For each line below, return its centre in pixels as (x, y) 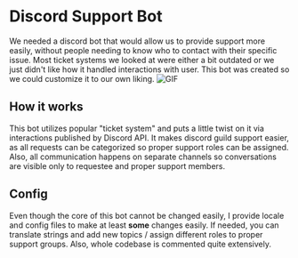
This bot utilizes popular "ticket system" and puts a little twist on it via (137, 128)
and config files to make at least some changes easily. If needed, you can (144, 225)
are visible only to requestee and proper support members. (117, 165)
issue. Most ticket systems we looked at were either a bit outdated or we (142, 60)
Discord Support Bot (86, 16)
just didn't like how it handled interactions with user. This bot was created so (149, 69)
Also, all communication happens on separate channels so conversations (143, 157)
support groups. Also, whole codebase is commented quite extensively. (140, 244)
